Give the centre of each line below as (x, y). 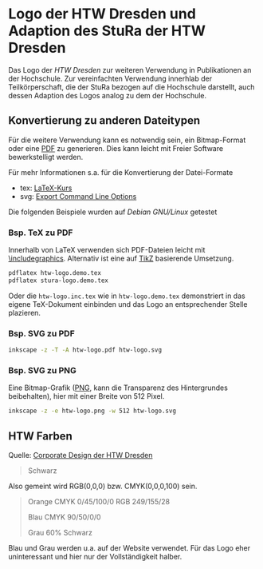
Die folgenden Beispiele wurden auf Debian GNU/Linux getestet (113, 212)
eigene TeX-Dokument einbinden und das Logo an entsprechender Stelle (128, 304)
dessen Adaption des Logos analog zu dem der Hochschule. (108, 95)
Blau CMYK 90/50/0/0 (64, 517)
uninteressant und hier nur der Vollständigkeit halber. (95, 556)
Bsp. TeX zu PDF (41, 233)
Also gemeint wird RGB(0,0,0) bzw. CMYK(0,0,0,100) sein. (103, 486)
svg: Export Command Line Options (78, 196)
